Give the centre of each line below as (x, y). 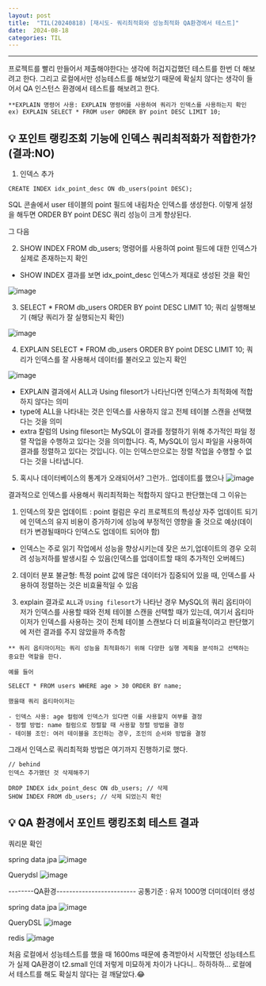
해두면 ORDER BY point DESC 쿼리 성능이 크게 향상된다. (104, 214)
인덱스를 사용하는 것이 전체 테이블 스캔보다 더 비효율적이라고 (134, 622)
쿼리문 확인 (25, 843)
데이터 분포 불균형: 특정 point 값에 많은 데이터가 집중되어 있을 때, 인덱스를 (133, 576)
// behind (25, 765)
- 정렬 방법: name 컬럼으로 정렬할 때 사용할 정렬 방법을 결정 (96, 726)
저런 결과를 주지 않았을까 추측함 (77, 632)
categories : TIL (35, 38)
